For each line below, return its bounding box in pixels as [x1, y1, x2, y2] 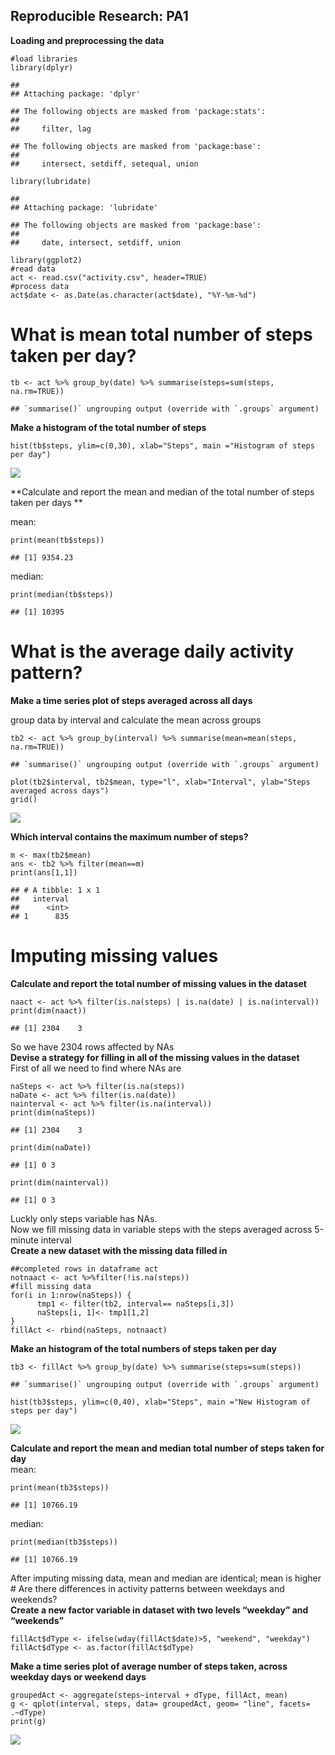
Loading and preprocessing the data [10, 34, 165, 46]
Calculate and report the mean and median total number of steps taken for [10, 1442, 325, 1454]
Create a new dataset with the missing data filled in [10, 1244, 228, 1256]
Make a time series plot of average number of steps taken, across [10, 1660, 288, 1672]
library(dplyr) [10, 62, 74, 73]
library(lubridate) [10, 176, 92, 186]
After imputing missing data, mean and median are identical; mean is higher [10, 1572, 322, 1584]
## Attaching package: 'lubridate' [10, 202, 159, 213]
